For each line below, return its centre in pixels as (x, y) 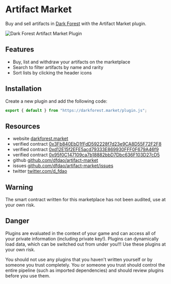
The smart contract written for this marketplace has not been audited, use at (86, 200)
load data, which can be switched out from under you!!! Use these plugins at (86, 244)
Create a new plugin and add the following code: (56, 101)
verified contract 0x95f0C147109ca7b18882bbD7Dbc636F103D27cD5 (86, 155)
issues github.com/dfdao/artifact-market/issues (63, 166)
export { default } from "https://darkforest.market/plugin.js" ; (76, 110)
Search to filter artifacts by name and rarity (58, 67)
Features (20, 50)
